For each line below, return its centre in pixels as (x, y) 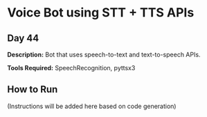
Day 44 (23, 38)
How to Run (33, 90)
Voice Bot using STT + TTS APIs (101, 13)
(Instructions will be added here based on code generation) (92, 106)
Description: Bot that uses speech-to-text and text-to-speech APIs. (104, 54)
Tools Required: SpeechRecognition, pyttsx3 (71, 68)
